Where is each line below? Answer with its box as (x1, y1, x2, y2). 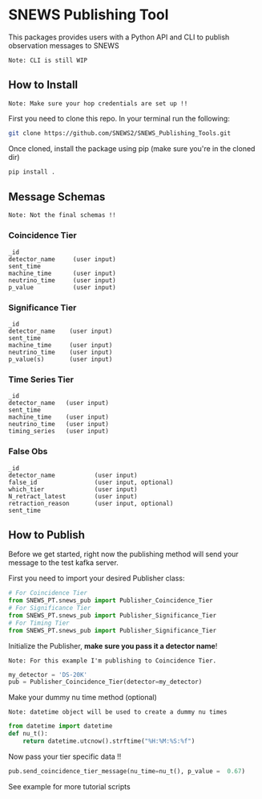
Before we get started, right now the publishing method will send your (8, 549, 239, 559)
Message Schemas (8, 190, 106, 203)
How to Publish (8, 528, 86, 542)
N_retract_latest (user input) (8, 492, 138, 500)
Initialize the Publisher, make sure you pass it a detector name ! (8, 641, 218, 650)
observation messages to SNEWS (8, 40, 119, 50)
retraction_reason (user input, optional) (8, 499, 174, 507)
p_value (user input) (8, 283, 116, 291)
